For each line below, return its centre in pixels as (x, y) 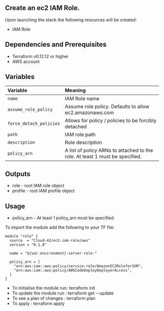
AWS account (26, 61)
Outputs (18, 174)
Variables (20, 77)
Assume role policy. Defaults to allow (107, 107)
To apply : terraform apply (38, 304)
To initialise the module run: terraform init (53, 288)
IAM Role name (82, 98)
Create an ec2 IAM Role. (42, 8)
